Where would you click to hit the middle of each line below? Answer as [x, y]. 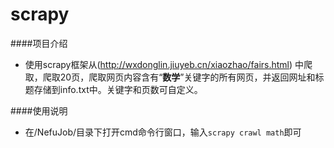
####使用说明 [39, 110]
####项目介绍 [39, 43]
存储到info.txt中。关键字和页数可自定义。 [118, 89]
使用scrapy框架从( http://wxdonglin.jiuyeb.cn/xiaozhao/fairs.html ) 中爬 [168, 64]
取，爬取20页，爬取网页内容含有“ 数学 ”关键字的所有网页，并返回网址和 [170, 77]
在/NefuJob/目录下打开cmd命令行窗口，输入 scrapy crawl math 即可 [163, 132]
